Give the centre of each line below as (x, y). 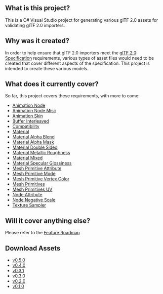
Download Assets (33, 248)
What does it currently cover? (52, 84)
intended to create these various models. (47, 68)
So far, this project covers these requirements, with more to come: (72, 96)
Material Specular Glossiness (42, 163)
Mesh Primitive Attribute (37, 168)
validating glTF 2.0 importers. (35, 25)
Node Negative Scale (34, 200)
